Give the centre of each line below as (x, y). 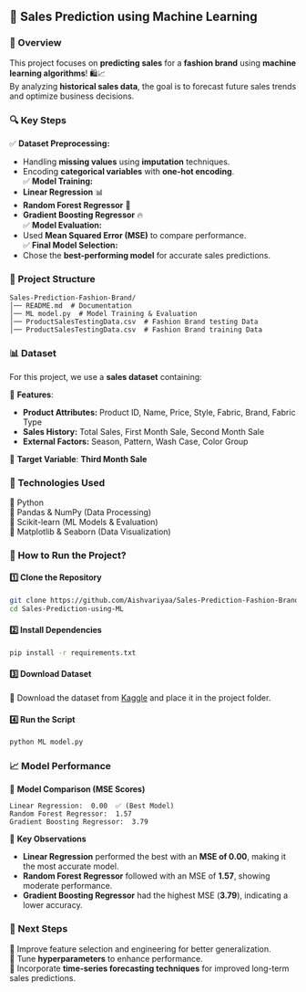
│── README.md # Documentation (71, 306)
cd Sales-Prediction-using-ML (67, 608)
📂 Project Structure (52, 279)
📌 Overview (36, 43)
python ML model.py (46, 742)
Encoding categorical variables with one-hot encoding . (128, 171)
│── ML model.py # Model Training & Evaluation (103, 314)
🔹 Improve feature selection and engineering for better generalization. (140, 949)
